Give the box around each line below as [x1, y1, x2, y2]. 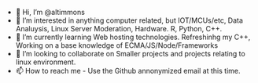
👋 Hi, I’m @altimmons [15, 8, 85, 16]
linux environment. [15, 57, 76, 67]
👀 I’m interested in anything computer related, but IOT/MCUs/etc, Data [15, 16, 244, 25]
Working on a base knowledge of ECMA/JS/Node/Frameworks [15, 41, 219, 50]
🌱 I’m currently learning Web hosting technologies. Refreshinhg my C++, [15, 32, 251, 41]
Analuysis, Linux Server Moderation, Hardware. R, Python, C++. [15, 24, 223, 33]
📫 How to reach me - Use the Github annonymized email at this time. [15, 67, 241, 75]
